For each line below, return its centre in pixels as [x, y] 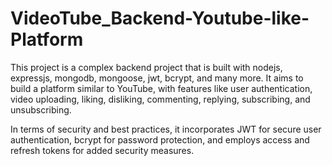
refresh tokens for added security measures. [102, 150]
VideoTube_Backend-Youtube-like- [160, 18]
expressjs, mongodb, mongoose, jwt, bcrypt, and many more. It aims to [157, 78]
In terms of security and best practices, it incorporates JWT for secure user [166, 129]
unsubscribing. [41, 109]
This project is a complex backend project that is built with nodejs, [146, 67]
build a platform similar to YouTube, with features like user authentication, [161, 88]
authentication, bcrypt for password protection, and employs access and [160, 139]
